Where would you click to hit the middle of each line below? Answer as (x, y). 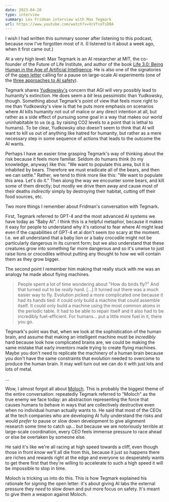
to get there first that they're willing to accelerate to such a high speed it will (84, 463)
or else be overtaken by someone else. (46, 437)
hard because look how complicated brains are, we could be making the (80, 342)
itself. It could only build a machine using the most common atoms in (89, 306)
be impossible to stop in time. (36, 469)
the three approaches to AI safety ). (42, 80)
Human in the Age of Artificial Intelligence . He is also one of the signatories (83, 70)
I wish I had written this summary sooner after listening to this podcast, (79, 38)
